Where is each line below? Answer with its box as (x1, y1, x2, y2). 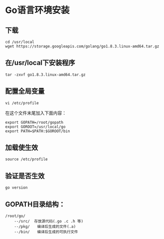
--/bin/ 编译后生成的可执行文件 (14, 230, 78, 235)
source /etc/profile (5, 157, 48, 162)
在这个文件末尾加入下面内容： (5, 110, 66, 116)
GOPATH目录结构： (5, 200, 66, 209)
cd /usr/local (5, 39, 35, 44)
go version (5, 185, 28, 190)
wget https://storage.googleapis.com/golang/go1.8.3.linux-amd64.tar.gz (5, 44, 160, 49)
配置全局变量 (5, 87, 45, 95)
